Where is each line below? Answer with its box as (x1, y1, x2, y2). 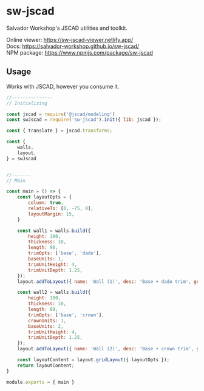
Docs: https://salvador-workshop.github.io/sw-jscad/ (6, 42, 140, 50)
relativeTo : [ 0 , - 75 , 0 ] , (28, 205, 94, 211)
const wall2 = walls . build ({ (17, 290, 91, 296)
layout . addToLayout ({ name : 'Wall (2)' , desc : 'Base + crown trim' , (17, 346, 194, 352)
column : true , (28, 200, 64, 206)
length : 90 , (28, 245, 59, 251)
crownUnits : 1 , (28, 318, 67, 324)
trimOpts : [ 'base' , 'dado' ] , (28, 250, 102, 256)
